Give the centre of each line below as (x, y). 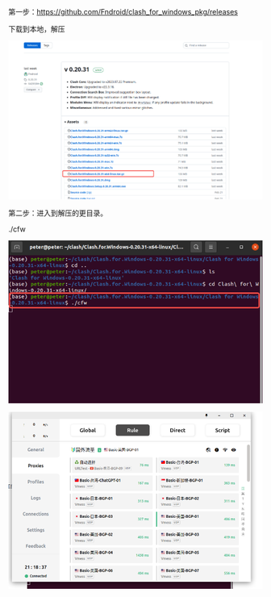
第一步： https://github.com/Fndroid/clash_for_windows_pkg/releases (123, 12)
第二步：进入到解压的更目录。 (58, 213)
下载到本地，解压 (37, 29)
